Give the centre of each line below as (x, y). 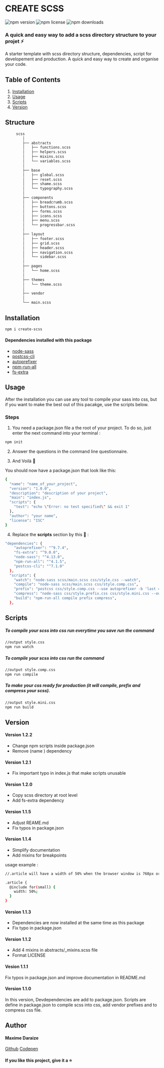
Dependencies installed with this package (48, 340)
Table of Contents (33, 80)
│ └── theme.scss (42, 284)
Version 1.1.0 (18, 989)
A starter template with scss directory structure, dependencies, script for (78, 54)
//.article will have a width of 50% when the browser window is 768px (79, 874)
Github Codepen (21, 1049)
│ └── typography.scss (48, 189)
